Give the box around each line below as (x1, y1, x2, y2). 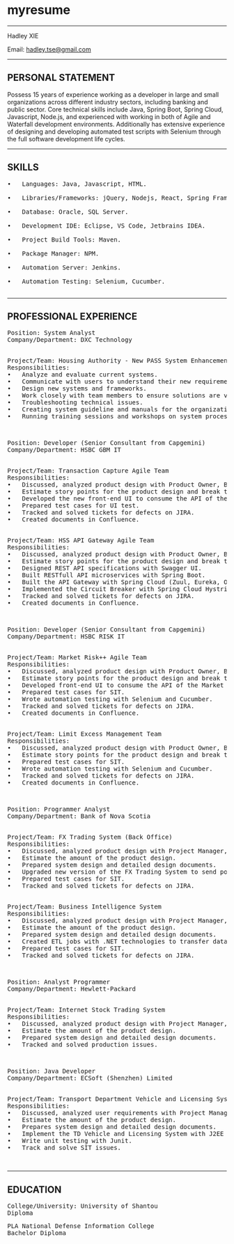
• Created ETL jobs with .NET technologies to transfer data (7, 938, 228, 945)
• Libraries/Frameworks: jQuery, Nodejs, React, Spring (7, 194, 210, 202)
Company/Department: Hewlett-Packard (7, 985, 136, 993)
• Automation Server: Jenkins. (7, 263, 122, 271)
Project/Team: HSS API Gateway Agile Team (7, 537, 155, 544)
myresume (7, 2, 71, 18)
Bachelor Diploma (7, 1229, 66, 1237)
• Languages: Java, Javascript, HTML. (7, 180, 148, 188)
